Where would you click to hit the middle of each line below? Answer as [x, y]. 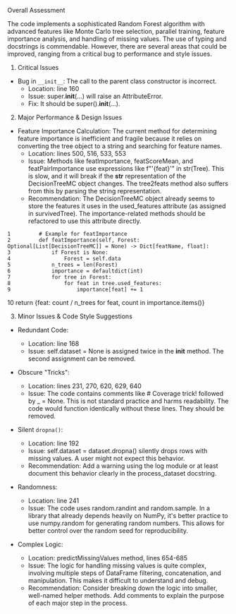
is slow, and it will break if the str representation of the [107, 176]
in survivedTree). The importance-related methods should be [117, 213]
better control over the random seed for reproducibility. [108, 531]
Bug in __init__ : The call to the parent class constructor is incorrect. [117, 81]
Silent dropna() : [40, 429]
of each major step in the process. [78, 603]
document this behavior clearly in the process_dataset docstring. [122, 473]
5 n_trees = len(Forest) [63, 265]
